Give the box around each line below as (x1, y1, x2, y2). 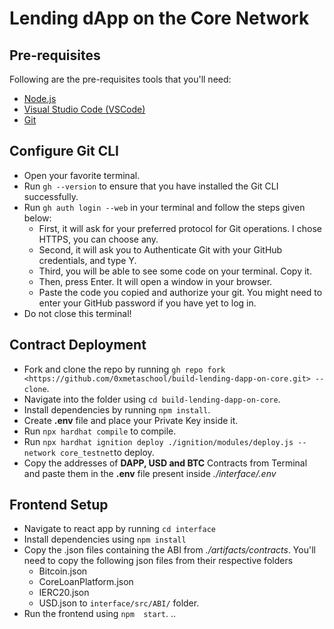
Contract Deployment (9, 337, 147, 354)
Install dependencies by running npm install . (23, 403, 211, 416)
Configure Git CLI (9, 143, 119, 160)
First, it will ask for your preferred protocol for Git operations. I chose (38, 222, 323, 234)
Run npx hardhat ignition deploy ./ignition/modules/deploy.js (23, 435, 294, 447)
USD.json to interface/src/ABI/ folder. (38, 597, 200, 609)
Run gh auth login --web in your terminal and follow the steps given (23, 201, 306, 213)
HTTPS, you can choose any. (38, 233, 159, 245)
